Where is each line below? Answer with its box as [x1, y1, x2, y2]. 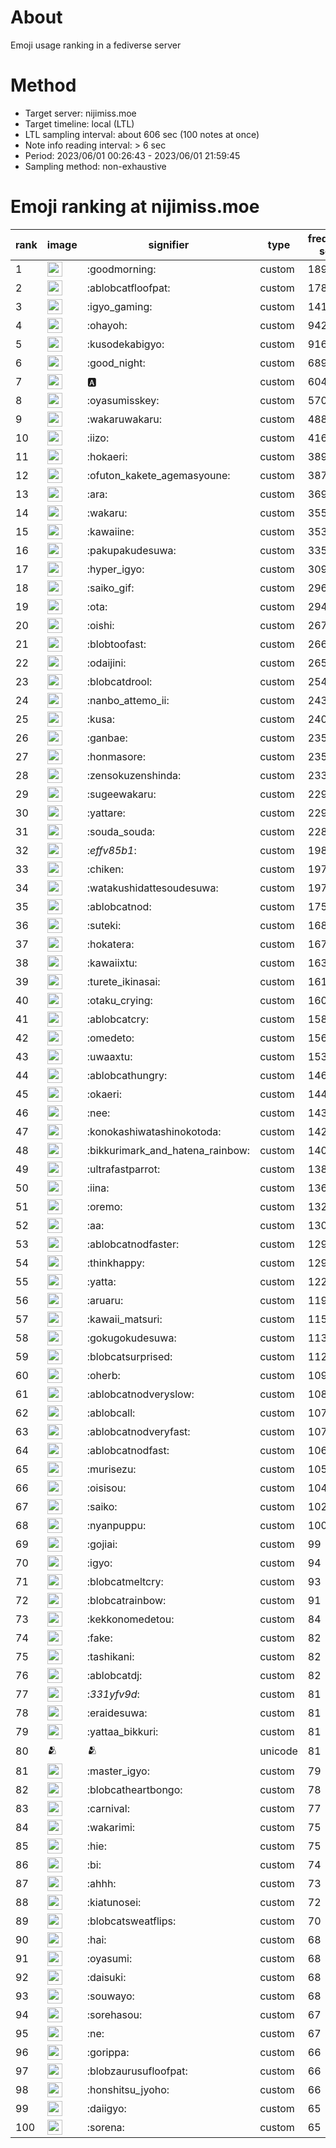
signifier [148, 237, 190, 251]
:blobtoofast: [86, 637, 147, 651]
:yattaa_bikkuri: [86, 1724, 159, 1738]
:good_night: [86, 356, 146, 370]
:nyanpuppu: [86, 1518, 147, 1532]
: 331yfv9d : [86, 1687, 140, 1701]
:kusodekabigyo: [86, 337, 165, 351]
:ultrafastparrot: [86, 1162, 161, 1176]
